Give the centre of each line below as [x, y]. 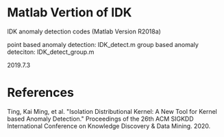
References [40, 93]
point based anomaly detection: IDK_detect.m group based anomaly [103, 44]
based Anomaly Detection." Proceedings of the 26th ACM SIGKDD [100, 119]
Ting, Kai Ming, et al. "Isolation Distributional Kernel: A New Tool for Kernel [112, 111]
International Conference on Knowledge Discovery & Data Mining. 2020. [109, 126]
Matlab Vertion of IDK [70, 13]
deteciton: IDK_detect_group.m [51, 52]
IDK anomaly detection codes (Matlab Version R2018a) [84, 31]
